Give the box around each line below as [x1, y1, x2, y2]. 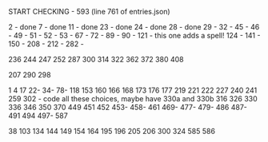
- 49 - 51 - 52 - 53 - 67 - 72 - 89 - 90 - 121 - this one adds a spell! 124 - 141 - [8, 31, 261, 40]
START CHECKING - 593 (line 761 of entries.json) [8, 7, 170, 16]
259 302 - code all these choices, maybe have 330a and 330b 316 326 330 [8, 94, 258, 103]
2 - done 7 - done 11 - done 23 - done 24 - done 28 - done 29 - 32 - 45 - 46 [8, 22, 260, 31]
